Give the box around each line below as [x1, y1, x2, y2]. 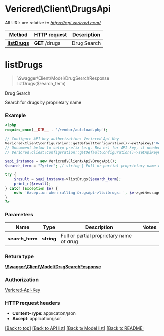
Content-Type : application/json [12, 311, 76, 316]
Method [9, 31, 28, 38]
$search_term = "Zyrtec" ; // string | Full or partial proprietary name [5, 163, 156, 168]
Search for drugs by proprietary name [5, 99, 82, 105]
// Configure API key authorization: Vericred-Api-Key [5, 136, 119, 141]
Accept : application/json [12, 316, 62, 322]
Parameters [5, 211, 33, 218]
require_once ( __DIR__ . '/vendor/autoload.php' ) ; [5, 127, 108, 133]
